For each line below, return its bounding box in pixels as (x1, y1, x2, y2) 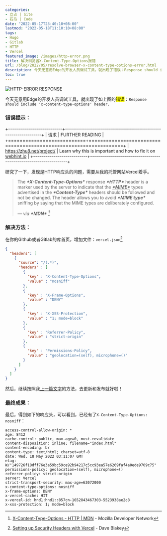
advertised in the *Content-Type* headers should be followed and (17, 189, 155, 195)
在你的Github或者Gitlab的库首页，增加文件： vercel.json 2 (5, 235, 123, 242)
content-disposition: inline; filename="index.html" (5, 441, 117, 446)
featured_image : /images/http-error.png (5, 53, 90, 59)
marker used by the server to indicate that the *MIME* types (17, 184, 143, 190)
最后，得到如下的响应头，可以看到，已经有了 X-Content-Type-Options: (5, 412, 148, 418)
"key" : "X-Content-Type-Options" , (27, 274, 101, 279)
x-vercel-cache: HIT (5, 493, 48, 499)
